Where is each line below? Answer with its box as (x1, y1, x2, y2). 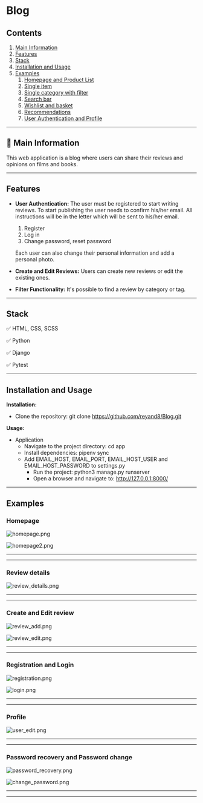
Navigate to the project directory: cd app (24, 443, 126, 450)
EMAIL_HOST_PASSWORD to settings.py (24, 462, 126, 469)
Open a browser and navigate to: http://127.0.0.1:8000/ (33, 475, 169, 482)
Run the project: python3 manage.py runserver (33, 468, 150, 476)
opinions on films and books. (6, 160, 79, 167)
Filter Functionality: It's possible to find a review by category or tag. (14, 286, 186, 293)
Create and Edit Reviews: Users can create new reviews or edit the (14, 267, 183, 275)
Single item (24, 82, 53, 90)
